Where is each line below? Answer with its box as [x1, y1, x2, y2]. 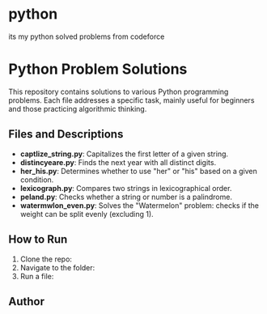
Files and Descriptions [8, 127, 124, 142]
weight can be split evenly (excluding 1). [19, 209, 154, 219]
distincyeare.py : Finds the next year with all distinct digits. [19, 157, 217, 167]
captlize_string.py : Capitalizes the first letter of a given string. [19, 149, 229, 159]
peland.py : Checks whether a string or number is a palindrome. [19, 192, 233, 202]
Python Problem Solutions [8, 60, 188, 78]
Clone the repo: [19, 254, 73, 264]
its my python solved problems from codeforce [8, 32, 165, 41]
